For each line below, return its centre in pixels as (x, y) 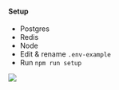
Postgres (35, 29)
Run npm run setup (51, 63)
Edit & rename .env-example (65, 54)
